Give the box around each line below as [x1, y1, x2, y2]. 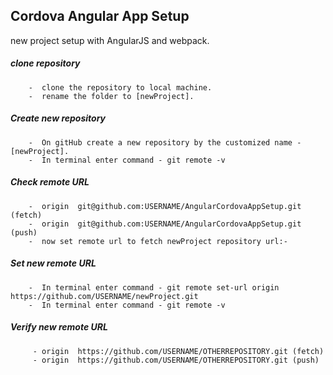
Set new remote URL [10, 257, 97, 269]
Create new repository [10, 112, 107, 124]
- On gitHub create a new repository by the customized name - [28, 137, 302, 148]
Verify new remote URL [10, 321, 108, 333]
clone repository [10, 57, 81, 69]
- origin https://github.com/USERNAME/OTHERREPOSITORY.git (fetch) [32, 346, 325, 356]
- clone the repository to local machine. [28, 82, 213, 93]
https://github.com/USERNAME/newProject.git [10, 291, 199, 301]
